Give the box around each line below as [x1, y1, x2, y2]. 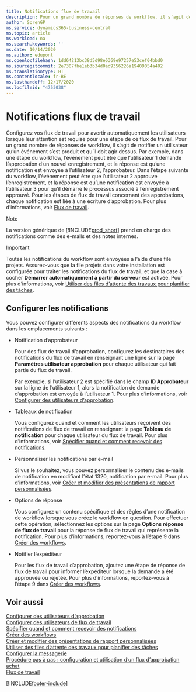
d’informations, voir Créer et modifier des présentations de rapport [14, 479, 175, 486]
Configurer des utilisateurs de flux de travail [6, 619, 112, 626]
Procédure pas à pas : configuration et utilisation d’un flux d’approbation [6, 656, 180, 663]
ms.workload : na [6, 36, 45, 42]
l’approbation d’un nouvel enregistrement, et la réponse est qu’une [6, 160, 166, 167]
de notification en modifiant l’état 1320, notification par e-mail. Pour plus [14, 473, 188, 480]
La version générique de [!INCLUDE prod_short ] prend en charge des [6, 226, 171, 233]
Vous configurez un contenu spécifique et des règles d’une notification [14, 508, 185, 515]
